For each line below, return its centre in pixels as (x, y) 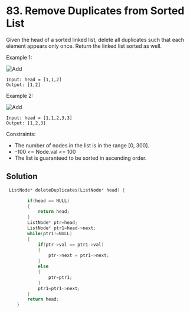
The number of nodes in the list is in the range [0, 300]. (82, 145)
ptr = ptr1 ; (60, 277)
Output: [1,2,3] (26, 123)
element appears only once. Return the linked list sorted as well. (84, 46)
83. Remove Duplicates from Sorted (95, 11)
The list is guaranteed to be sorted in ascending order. (81, 158)
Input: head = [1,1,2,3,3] (39, 118)
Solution (22, 177)
